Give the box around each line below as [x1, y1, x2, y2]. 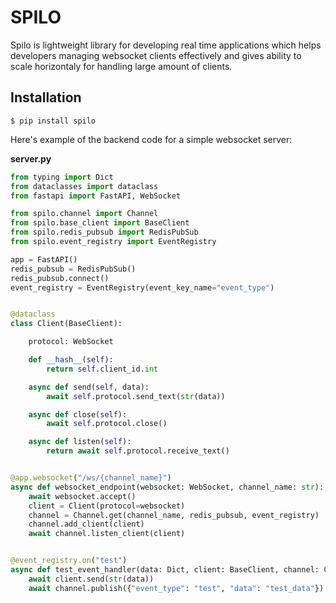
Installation [10, 89, 82, 106]
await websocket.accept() [28, 491, 137, 501]
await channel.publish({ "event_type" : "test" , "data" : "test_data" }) [28, 583, 325, 593]
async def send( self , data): [28, 382, 150, 392]
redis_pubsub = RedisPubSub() [10, 264, 137, 274]
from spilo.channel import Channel [10, 209, 159, 219]
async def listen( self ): [28, 437, 132, 447]
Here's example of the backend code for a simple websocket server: [10, 133, 293, 145]
